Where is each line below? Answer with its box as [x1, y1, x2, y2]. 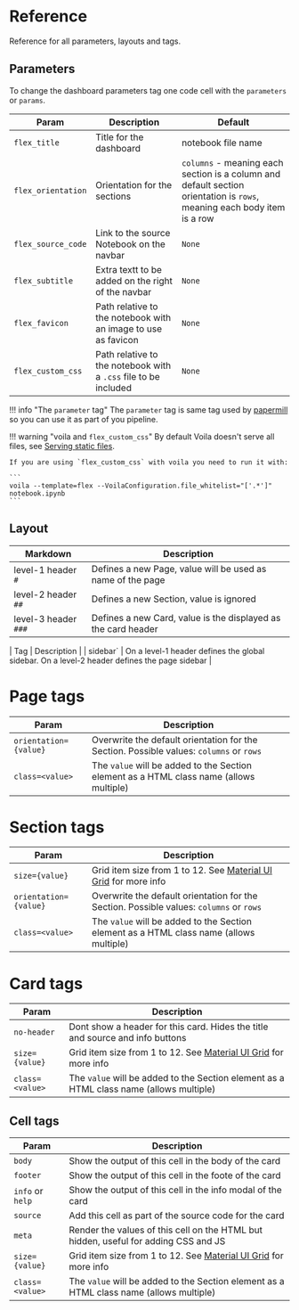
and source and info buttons [69, 1032, 187, 1044]
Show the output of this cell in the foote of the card [69, 1169, 281, 1182]
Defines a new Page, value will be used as [91, 562, 267, 575]
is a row [181, 212, 214, 225]
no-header [13, 1028, 55, 1037]
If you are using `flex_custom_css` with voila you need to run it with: [9, 457, 289, 467]
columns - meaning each [181, 156, 284, 168]
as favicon [94, 333, 140, 346]
